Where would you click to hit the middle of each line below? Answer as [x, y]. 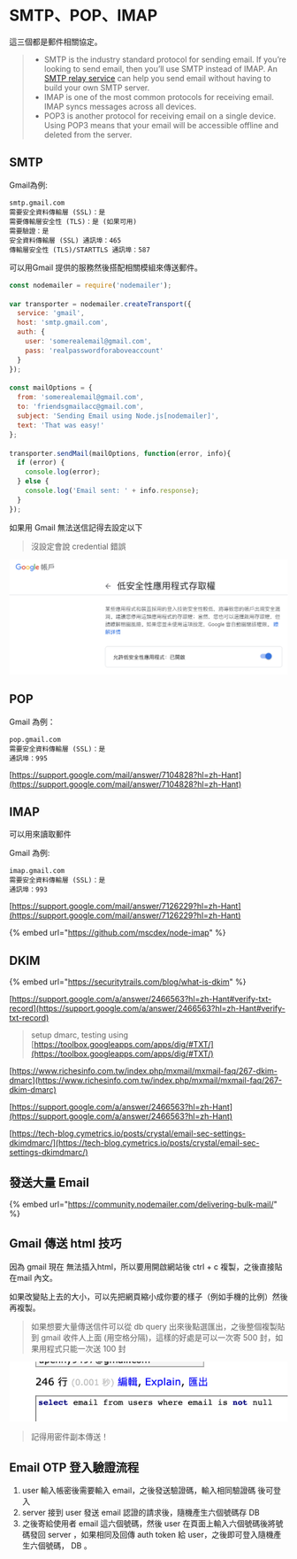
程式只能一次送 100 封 [86, 1348]
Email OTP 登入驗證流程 [74, 1467]
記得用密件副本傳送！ [69, 1437]
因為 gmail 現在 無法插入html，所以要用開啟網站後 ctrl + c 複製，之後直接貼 [146, 1266]
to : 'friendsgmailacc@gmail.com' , [80, 407]
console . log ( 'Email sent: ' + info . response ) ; [112, 490]
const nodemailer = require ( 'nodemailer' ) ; [91, 285]
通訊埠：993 [29, 890]
